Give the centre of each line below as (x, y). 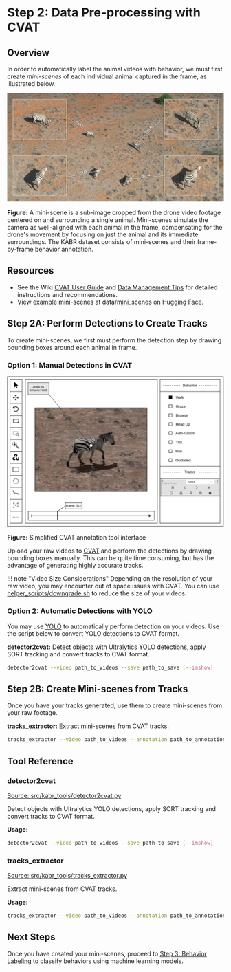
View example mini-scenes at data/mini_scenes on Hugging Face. (110, 302)
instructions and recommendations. (67, 294)
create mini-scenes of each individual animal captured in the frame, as (107, 76)
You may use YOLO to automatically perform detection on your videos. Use (113, 626)
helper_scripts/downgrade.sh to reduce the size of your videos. (97, 593)
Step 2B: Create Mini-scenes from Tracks (98, 689)
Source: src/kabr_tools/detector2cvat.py (64, 795)
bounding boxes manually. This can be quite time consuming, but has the (111, 558)
